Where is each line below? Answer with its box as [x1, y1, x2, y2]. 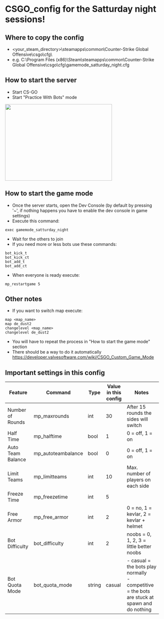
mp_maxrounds [33, 413, 69, 420]
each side [126, 482, 149, 489]
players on [126, 476, 151, 483]
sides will [126, 416, 148, 423]
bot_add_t [5, 259, 25, 264]
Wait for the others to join [12, 236, 63, 242]
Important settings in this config [5, 368, 105, 377]
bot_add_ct [5, 263, 27, 268]
